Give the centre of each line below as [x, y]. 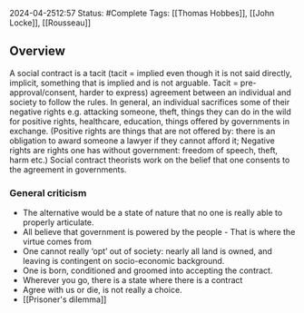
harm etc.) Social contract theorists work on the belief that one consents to [150, 160]
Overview [38, 51]
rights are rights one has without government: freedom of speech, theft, [144, 150]
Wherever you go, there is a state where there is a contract [132, 280]
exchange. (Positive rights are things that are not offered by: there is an [142, 131]
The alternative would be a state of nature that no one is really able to [152, 213]
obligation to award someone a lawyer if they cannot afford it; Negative [142, 141]
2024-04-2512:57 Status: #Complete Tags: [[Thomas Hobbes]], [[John [142, 13]
